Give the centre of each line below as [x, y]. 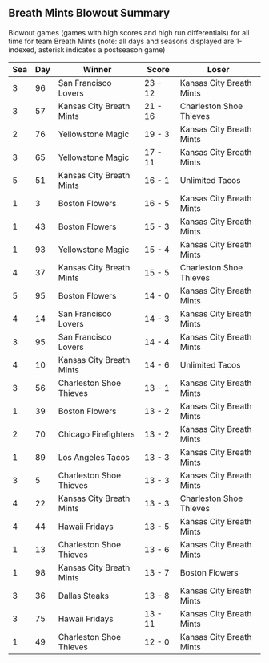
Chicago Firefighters [97, 434]
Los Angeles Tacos [94, 457]
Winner [97, 69]
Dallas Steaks [84, 596]
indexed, [23, 49]
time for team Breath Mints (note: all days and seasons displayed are [121, 41]
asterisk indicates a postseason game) [102, 49]
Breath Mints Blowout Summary [89, 13]
